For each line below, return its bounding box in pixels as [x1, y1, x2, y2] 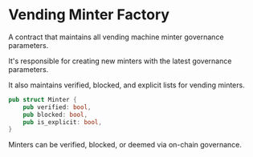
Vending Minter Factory [8, 6, 170, 24]
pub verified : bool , [22, 103, 92, 111]
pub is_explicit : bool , [22, 118, 103, 126]
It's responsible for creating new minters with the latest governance [8, 56, 232, 66]
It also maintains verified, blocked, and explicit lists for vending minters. [8, 80, 245, 90]
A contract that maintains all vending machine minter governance [8, 32, 224, 42]
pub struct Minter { [8, 95, 78, 103]
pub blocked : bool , [22, 111, 88, 119]
